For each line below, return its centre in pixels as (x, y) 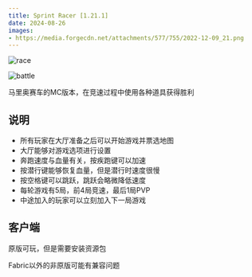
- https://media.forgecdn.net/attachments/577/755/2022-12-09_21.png (126, 38)
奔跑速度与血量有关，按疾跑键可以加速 (83, 161)
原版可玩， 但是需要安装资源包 (57, 248)
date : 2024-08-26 (37, 23)
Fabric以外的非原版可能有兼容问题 (64, 265)
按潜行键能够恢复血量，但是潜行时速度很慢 (90, 170)
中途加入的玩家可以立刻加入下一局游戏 (83, 201)
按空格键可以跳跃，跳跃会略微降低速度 (83, 181)
